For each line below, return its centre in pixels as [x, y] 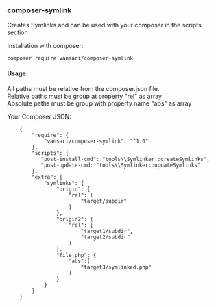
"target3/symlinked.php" [116, 267]
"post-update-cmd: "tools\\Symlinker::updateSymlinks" [121, 165]
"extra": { [47, 177]
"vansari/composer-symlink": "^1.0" [96, 141]
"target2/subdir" [105, 237]
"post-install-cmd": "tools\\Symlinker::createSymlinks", [125, 159]
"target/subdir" [104, 201]
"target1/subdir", [107, 231]
